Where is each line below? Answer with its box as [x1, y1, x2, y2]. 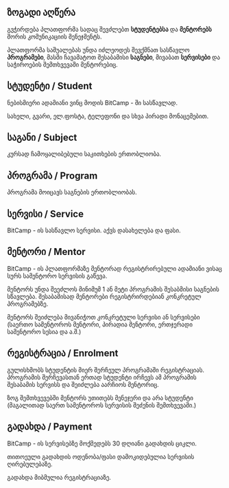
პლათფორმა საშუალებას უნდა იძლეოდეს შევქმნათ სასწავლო [7, 45, 190, 54]
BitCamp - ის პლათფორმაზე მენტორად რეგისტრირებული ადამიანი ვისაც [7, 264, 222, 272]
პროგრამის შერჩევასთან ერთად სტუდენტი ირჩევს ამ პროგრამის [7, 373, 197, 381]
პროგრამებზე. [7, 300, 49, 308]
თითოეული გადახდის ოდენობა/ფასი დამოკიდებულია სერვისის [7, 452, 195, 461]
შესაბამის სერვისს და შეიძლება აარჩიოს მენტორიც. [7, 380, 159, 388]
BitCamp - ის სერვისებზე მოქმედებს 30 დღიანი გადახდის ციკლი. [7, 439, 197, 447]
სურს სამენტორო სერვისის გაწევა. [7, 271, 108, 280]
